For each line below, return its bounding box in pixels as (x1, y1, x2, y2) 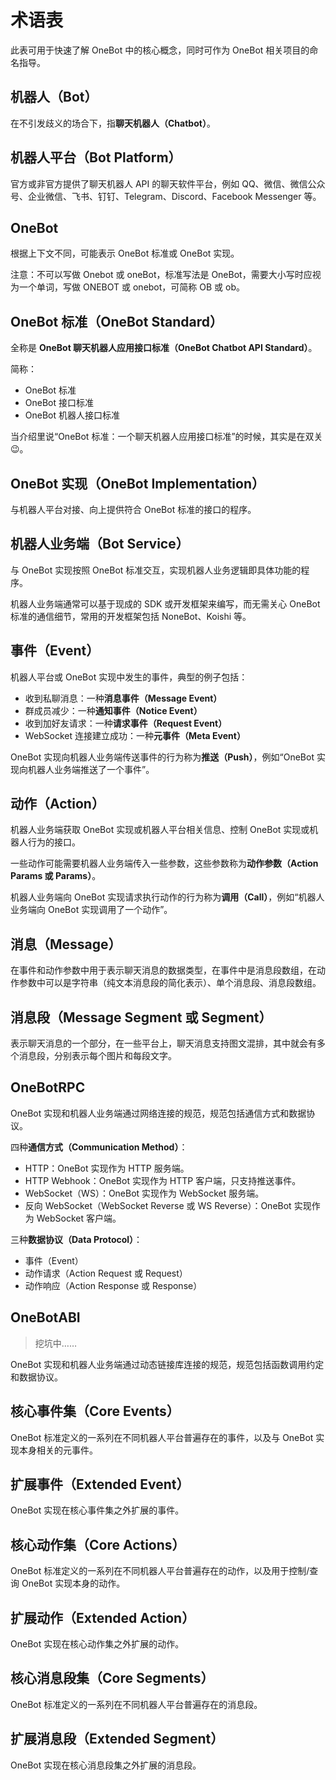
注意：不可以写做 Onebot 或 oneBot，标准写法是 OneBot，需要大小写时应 (10, 269, 313, 281)
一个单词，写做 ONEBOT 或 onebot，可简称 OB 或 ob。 (18, 281, 245, 293)
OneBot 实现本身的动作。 (21, 1577, 126, 1590)
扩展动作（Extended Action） (10, 1609, 196, 1626)
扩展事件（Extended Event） (10, 1476, 190, 1493)
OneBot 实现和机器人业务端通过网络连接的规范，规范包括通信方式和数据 (10, 1107, 307, 1119)
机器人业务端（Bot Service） (10, 536, 190, 553)
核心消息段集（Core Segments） (10, 1670, 215, 1687)
